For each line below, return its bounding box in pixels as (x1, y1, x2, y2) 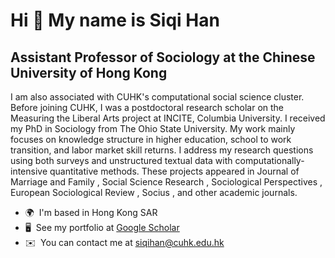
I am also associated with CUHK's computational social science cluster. (10, 91, 305, 103)
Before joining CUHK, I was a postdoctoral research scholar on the (10, 102, 285, 113)
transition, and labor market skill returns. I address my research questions (10, 144, 314, 156)
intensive (10, 165, 48, 177)
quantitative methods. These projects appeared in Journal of (49, 165, 300, 177)
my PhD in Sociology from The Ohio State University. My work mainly (10, 123, 296, 134)
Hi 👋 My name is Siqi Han (10, 9, 220, 32)
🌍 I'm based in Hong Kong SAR (24, 207, 158, 218)
